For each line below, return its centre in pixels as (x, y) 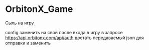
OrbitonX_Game (39, 9)
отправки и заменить (28, 43)
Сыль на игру (20, 23)
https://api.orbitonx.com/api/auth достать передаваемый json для (74, 38)
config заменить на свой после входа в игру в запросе (64, 32)
